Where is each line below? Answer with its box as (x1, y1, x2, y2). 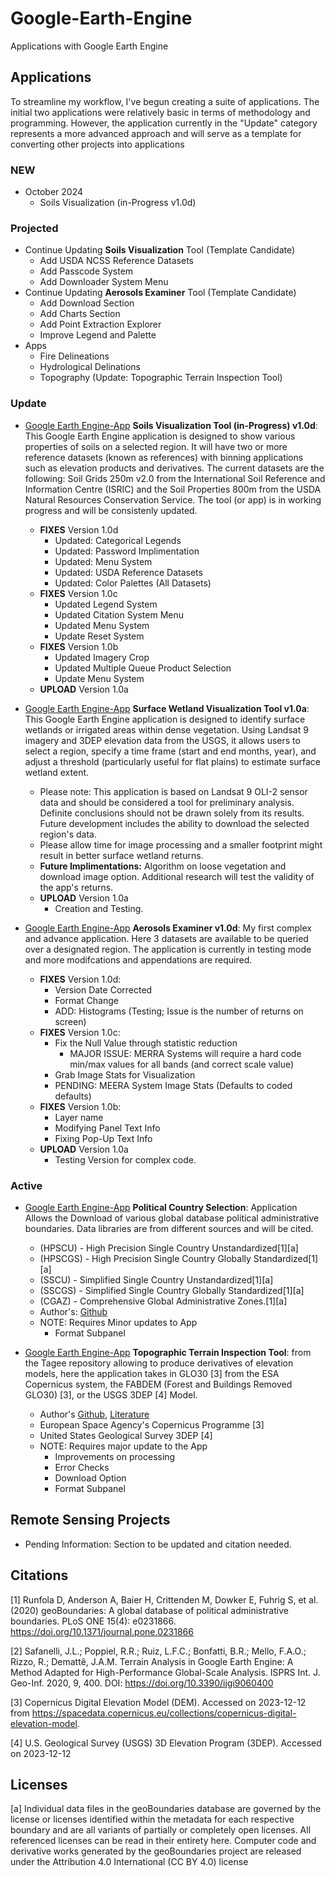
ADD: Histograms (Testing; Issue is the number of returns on (54, 1005, 304, 1017)
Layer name (54, 1111, 104, 1123)
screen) (54, 1015, 87, 1027)
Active (10, 1178, 43, 1192)
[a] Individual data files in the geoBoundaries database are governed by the (10, 1803, 322, 1815)
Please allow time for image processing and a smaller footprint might (39, 838, 323, 851)
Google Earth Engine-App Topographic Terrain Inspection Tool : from (24, 1346, 312, 1358)
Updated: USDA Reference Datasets (54, 566, 203, 578)
